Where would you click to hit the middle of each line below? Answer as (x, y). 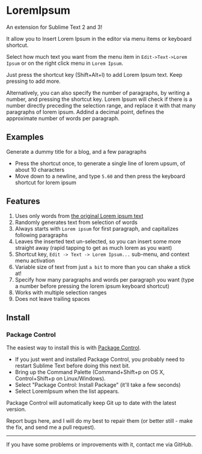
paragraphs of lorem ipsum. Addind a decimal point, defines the (85, 112)
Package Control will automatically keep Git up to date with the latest (91, 403)
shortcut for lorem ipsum (46, 182)
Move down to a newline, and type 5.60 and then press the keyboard (100, 176)
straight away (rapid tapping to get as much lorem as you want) (93, 247)
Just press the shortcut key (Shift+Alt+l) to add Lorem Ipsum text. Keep (94, 74)
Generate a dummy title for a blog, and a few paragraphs (76, 151)
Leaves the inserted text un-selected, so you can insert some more (98, 241)
